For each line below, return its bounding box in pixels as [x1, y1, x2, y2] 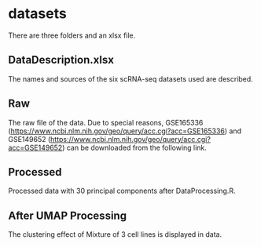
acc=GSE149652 [8, 143, 63, 152]
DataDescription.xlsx [8, 53, 114, 67]
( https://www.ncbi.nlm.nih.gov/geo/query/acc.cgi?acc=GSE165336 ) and [8, 126, 242, 136]
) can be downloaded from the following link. [61, 143, 207, 152]
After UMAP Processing [8, 209, 127, 222]
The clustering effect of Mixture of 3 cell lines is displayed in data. [8, 230, 222, 239]
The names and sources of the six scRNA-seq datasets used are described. [8, 74, 253, 83]
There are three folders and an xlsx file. [8, 31, 136, 40]
